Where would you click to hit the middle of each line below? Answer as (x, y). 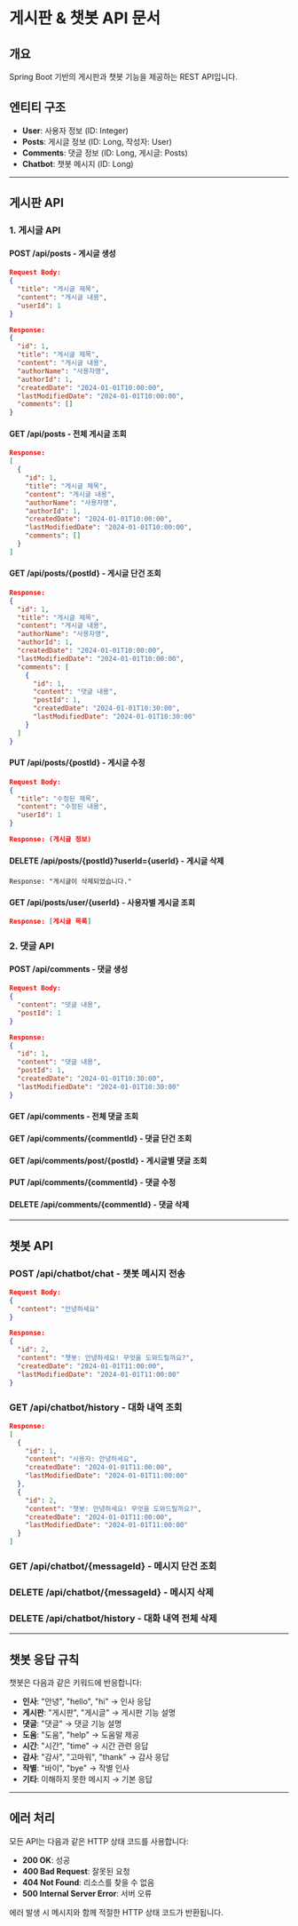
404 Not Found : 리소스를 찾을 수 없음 (88, 1882)
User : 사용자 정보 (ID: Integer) (75, 131)
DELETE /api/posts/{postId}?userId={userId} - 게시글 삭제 (117, 860)
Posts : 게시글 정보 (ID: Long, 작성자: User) (97, 141)
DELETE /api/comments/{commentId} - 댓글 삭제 (99, 1204)
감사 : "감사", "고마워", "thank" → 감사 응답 (96, 1756)
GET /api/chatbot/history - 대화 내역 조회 (96, 1407)
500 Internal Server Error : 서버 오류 (87, 1893)
